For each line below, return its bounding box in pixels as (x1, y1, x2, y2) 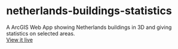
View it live (6, 36, 33, 43)
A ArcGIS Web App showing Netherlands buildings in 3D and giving (6, 24, 172, 31)
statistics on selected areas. (6, 30, 75, 37)
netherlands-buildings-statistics (6, 4, 172, 18)
